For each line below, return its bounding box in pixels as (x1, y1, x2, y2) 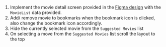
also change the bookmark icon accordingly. (10, 20, 102, 26)
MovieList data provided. (10, 9, 62, 15)
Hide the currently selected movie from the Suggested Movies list (10, 25, 144, 31)
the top (10, 36, 25, 42)
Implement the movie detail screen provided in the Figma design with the (10, 4, 161, 10)
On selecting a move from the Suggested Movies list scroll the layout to (10, 31, 155, 36)
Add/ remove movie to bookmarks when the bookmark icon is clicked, (10, 15, 155, 20)
